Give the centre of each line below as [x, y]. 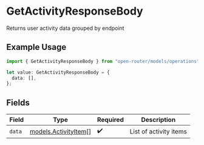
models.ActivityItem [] [60, 131]
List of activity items [158, 131]
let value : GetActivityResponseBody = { [58, 72]
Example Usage [36, 47]
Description [158, 120]
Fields [18, 103]
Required [110, 120]
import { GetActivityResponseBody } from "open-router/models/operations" [103, 61]
